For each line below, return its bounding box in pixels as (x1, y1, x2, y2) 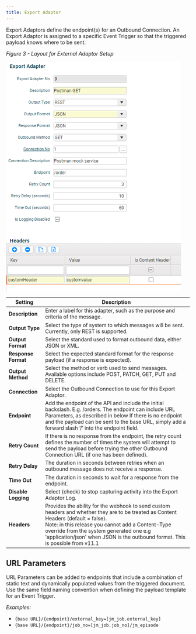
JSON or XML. (45, 342, 80, 349)
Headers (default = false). (45, 515, 107, 522)
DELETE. (45, 377, 66, 384)
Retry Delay (8, 462, 38, 469)
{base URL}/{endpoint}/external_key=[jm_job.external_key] (14, 616, 162, 622)
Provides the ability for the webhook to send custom (45, 502, 170, 509)
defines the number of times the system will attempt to (45, 439, 176, 446)
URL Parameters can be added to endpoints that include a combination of (6, 574, 183, 581)
